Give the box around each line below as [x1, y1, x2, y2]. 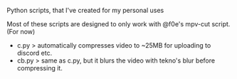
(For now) [6, 28, 36, 36]
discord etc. [16, 49, 53, 57]
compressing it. [16, 64, 63, 72]
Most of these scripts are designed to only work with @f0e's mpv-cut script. [6, 20, 231, 28]
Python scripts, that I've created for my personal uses [6, 6, 164, 14]
